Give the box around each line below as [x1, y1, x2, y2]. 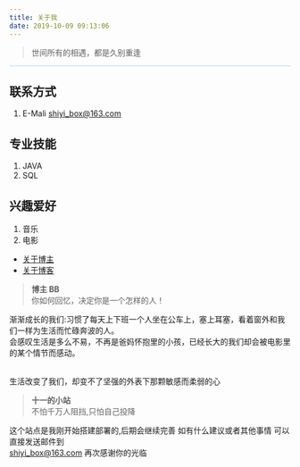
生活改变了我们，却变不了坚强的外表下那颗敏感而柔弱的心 [9, 376, 221, 387]
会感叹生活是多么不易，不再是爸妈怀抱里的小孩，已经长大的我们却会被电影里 [9, 336, 291, 346]
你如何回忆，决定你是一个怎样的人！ [30, 295, 165, 305]
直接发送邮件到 [9, 436, 64, 446]
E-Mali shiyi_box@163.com [21, 108, 122, 119]
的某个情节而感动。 [9, 347, 80, 358]
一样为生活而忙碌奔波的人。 [16, 325, 119, 336]
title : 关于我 [9, 13, 58, 22]
